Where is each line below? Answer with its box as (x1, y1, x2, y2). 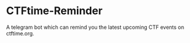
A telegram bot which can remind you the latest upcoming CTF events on (6, 24, 185, 31)
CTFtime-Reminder (6, 4, 103, 18)
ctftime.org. (6, 29, 34, 37)
